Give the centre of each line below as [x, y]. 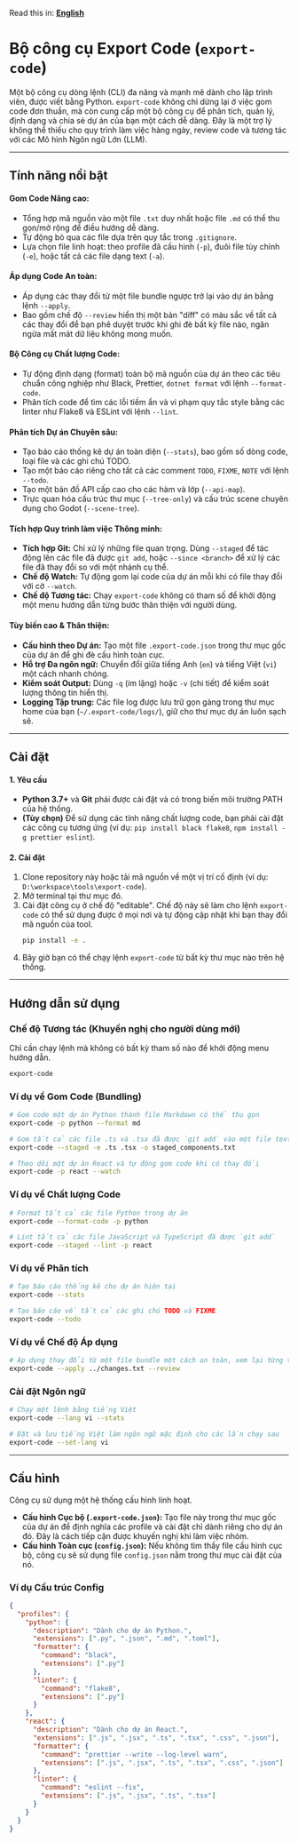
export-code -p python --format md [75, 1123]
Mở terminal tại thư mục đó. [72, 896]
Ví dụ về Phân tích [49, 1268]
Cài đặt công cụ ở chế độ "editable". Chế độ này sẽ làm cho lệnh [140, 905]
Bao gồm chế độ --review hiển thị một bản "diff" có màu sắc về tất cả [149, 315]
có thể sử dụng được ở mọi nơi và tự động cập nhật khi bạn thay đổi [164, 915]
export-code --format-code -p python [79, 1221]
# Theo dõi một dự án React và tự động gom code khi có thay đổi [134, 1163]
